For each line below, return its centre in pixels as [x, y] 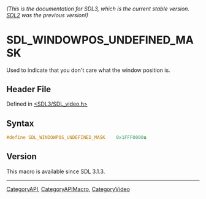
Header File [29, 89]
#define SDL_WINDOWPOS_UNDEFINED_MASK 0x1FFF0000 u [77, 138]
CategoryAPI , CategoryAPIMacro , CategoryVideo [68, 189]
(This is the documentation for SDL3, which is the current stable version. [98, 9]
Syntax [20, 123]
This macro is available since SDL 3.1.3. [56, 171]
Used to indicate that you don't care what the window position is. [88, 70]
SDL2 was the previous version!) [48, 15]
